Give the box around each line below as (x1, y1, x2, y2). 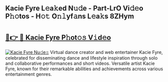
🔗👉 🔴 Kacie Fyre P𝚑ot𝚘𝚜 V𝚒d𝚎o (5, 33, 111, 42)
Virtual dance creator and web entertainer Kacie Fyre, (50, 49, 163, 55)
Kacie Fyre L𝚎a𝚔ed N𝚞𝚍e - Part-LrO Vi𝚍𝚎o (5, 4, 143, 13)
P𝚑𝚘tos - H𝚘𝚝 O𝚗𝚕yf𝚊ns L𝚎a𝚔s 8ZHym (5, 12, 134, 21)
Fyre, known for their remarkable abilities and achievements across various (5, 66, 163, 72)
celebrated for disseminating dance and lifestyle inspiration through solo (5, 55, 158, 61)
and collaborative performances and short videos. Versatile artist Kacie (5, 61, 155, 66)
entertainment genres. (5, 71, 52, 77)
